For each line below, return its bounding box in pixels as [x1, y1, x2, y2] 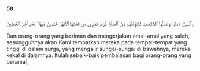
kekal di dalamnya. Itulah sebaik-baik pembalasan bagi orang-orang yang [6, 52, 191, 59]
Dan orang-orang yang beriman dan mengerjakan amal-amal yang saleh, [6, 32, 190, 39]
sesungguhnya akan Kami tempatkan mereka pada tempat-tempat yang [6, 38, 187, 46]
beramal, [6, 58, 29, 65]
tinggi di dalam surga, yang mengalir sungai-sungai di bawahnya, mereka [6, 45, 191, 52]
